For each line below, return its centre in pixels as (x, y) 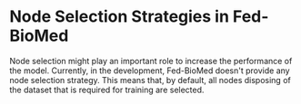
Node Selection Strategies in (120, 17)
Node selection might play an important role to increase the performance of (151, 61)
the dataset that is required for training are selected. (107, 90)
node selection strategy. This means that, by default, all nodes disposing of (150, 80)
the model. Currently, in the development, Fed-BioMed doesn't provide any (150, 71)
